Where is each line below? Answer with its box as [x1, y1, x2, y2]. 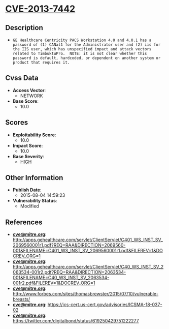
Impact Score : [12, 142, 43, 148]
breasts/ [12, 296, 30, 303]
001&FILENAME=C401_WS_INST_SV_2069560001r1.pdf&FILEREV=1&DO [12, 248, 163, 254]
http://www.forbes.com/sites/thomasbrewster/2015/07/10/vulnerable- [12, 291, 159, 297]
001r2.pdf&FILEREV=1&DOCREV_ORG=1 [12, 280, 95, 286]
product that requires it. [12, 60, 70, 65]
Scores [5, 118, 28, 127]
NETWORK [20, 93, 43, 99]
